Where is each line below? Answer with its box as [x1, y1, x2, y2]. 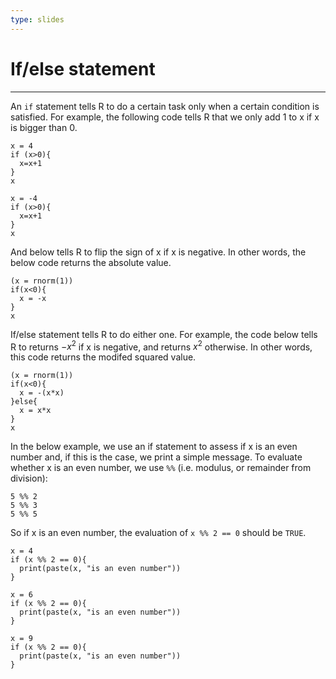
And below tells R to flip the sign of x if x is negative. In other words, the [10, 246, 307, 258]
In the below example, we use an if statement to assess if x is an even [10, 441, 298, 453]
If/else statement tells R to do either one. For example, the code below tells [10, 328, 318, 340]
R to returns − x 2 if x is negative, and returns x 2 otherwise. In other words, [10, 339, 313, 353]
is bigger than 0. [10, 121, 78, 133]
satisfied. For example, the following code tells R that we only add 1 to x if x [10, 111, 320, 123]
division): [10, 472, 48, 485]
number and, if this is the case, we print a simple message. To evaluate [10, 451, 303, 463]
